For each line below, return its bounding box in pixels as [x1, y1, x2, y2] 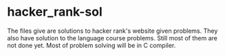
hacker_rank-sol [7, 4, 103, 20]
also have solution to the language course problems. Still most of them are [7, 33, 218, 42]
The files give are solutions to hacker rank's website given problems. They [7, 27, 218, 35]
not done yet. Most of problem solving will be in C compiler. [7, 41, 176, 49]
